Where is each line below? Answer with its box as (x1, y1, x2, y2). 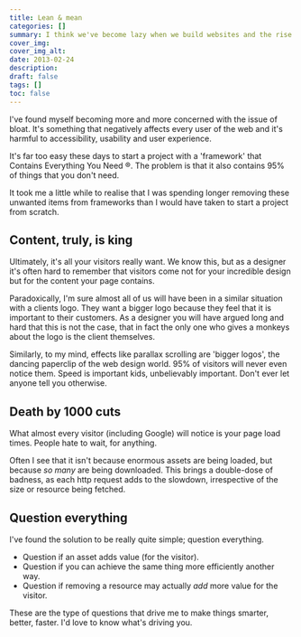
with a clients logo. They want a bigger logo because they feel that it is (9, 303, 272, 314)
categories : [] (9, 22, 67, 31)
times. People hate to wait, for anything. (9, 437, 158, 448)
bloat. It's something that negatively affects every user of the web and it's (9, 123, 284, 134)
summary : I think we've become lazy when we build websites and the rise (9, 30, 293, 39)
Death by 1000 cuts (9, 404, 122, 419)
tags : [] (9, 80, 42, 89)
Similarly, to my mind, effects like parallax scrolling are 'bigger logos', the (9, 349, 280, 360)
